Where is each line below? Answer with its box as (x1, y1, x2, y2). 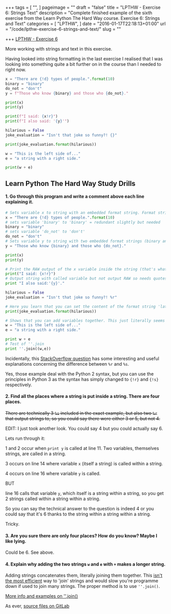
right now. (5, 66, 26, 73)
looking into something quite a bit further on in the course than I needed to (5, 61, 161, 67)
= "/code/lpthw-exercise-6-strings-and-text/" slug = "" (5, 26, 121, 32)
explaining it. (5, 199, 34, 205)
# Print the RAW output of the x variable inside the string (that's (5, 267, 156, 272)
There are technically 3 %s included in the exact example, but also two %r (5, 410, 158, 416)
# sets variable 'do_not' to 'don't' (5, 229, 85, 234)
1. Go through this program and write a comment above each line (5, 194, 145, 200)
